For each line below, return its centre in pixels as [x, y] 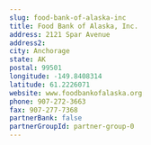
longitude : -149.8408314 [56, 77]
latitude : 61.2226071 [50, 85]
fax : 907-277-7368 [44, 110]
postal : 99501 [36, 68]
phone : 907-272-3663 [48, 101]
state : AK [28, 59]
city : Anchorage [40, 51]
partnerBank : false [46, 118]
